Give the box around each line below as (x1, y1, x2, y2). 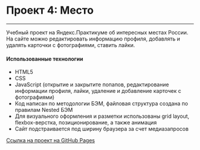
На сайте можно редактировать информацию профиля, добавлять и (6, 35, 180, 42)
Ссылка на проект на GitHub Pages (6, 137, 95, 144)
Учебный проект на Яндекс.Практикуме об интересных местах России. (6, 29, 189, 36)
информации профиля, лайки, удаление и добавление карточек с (14, 87, 182, 95)
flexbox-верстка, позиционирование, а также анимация (14, 119, 157, 126)
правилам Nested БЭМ (14, 107, 73, 114)
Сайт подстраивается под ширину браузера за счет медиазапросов (14, 126, 189, 133)
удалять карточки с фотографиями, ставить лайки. (6, 41, 135, 48)
